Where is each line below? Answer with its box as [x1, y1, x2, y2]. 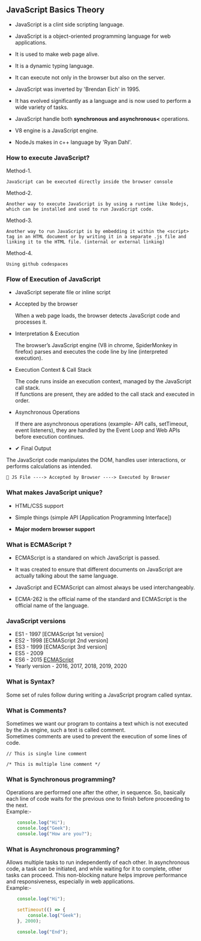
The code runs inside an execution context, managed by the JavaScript [14, 378, 192, 385]
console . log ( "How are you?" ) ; [17, 830, 93, 837]
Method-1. [6, 167, 32, 174]
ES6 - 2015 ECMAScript [14, 656, 74, 664]
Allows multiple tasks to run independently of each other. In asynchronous [6, 859, 190, 866]
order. [14, 397, 30, 404]
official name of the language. [14, 602, 89, 609]
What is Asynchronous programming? [6, 845, 120, 853]
